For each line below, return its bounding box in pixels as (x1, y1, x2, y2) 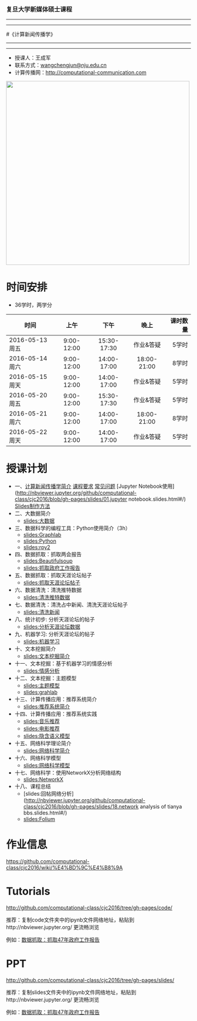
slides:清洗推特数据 (23, 594, 70, 601)
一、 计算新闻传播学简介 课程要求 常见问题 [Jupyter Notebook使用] (14, 483, 175, 490)
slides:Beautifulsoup (23, 557, 73, 564)
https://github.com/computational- (6, 858, 90, 865)
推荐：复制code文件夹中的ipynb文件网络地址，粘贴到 (6, 916, 135, 923)
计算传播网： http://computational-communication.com (14, 69, 147, 76)
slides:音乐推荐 (23, 718, 60, 725)
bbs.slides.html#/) (23, 809, 67, 816)
